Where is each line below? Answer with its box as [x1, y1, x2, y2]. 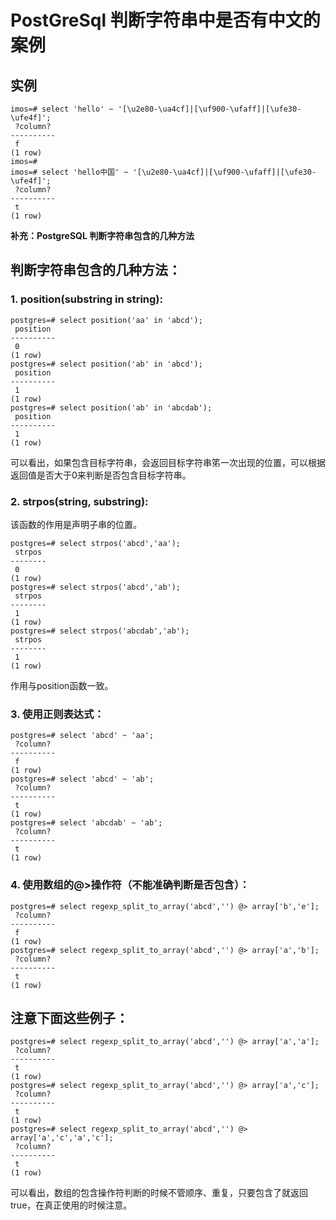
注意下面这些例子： [10, 1009, 129, 1026]
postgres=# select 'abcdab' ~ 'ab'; [10, 818, 163, 828]
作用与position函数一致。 [10, 679, 114, 691]
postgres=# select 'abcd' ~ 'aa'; [10, 731, 155, 741]
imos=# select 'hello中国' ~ [10, 167, 129, 177]
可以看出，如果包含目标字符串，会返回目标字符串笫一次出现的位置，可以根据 [10, 456, 326, 468]
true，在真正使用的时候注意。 [10, 1199, 133, 1211]
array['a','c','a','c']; [10, 1133, 114, 1143]
